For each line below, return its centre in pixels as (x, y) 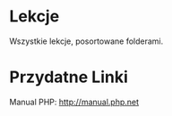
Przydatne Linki (69, 77)
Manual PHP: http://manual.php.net (74, 102)
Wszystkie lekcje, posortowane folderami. (86, 41)
